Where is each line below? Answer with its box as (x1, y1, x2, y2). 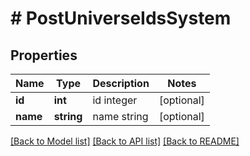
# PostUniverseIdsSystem (10, 7, 232, 30)
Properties (10, 47, 78, 64)
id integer (92, 93, 138, 107)
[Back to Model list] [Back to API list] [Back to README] (10, 135, 240, 147)
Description (92, 77, 150, 90)
